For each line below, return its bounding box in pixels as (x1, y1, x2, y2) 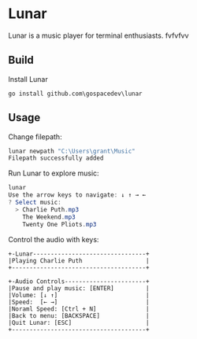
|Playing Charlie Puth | (8, 256, 150, 264)
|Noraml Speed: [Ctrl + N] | (8, 304, 150, 313)
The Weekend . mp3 (22, 213, 76, 221)
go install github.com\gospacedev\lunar (8, 90, 143, 98)
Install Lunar (8, 74, 49, 83)
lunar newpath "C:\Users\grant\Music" (8, 147, 136, 155)
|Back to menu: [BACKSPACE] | (8, 311, 150, 319)
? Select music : (8, 198, 61, 207)
